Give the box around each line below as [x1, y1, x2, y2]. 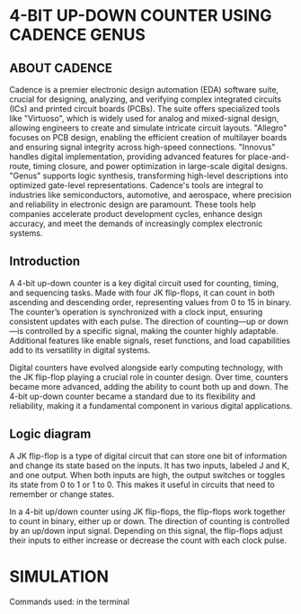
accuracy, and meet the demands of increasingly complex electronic [9, 218, 263, 229]
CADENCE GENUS [9, 24, 146, 45]
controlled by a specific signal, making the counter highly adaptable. [25, 325, 279, 336]
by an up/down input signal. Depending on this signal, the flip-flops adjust [9, 525, 283, 536]
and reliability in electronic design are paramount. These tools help [9, 199, 256, 210]
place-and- [247, 151, 290, 162]
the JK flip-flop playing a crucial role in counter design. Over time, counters [9, 371, 289, 383]
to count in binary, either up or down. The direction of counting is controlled [9, 515, 290, 527]
